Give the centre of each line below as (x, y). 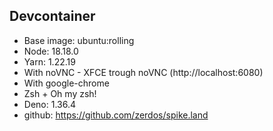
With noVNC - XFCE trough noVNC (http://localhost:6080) (143, 72)
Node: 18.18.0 (51, 51)
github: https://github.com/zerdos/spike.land (116, 115)
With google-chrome (66, 83)
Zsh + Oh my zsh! (60, 93)
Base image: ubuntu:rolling (79, 40)
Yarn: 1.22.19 (49, 61)
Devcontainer (52, 16)
